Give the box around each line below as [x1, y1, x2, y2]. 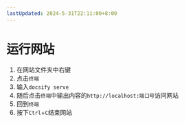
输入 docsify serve [16, 83, 69, 91]
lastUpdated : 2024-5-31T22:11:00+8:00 [6, 10, 117, 17]
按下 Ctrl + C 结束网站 [16, 108, 73, 116]
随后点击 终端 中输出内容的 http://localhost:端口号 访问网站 [16, 91, 179, 99]
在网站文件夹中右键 [16, 66, 71, 74]
